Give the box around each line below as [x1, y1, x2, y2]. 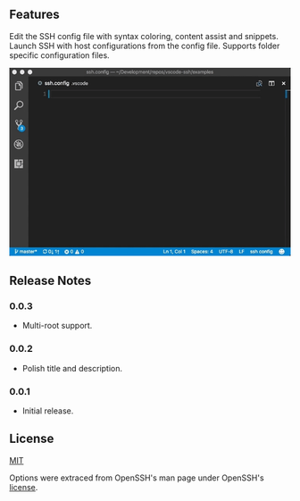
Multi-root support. [21, 321, 93, 331]
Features [9, 7, 60, 22]
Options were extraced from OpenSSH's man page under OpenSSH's [9, 472, 265, 483]
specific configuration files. [9, 49, 110, 61]
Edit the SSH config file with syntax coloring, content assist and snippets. [9, 30, 279, 41]
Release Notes [9, 273, 92, 288]
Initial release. [21, 405, 74, 416]
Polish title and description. [21, 363, 123, 373]
